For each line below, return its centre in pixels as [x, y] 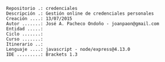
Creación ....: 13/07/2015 [39, 19]
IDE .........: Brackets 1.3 [42, 54]
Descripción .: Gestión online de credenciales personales [80, 13]
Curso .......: [25, 39]
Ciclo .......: [25, 34]
